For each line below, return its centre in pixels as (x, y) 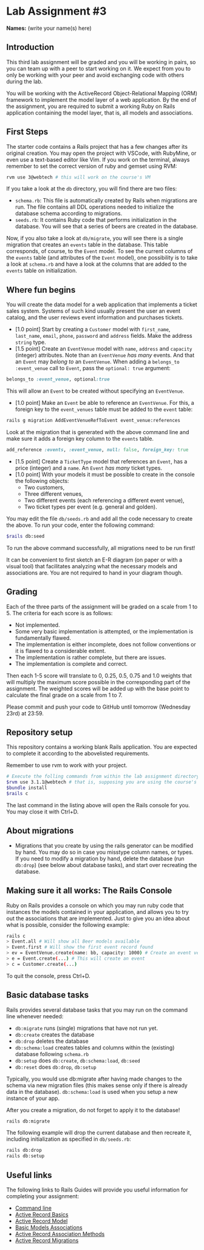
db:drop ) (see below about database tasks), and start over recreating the (106, 865)
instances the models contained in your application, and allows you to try (98, 912)
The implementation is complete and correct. (71, 663)
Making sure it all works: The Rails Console (89, 891)
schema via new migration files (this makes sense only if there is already (97, 1085)
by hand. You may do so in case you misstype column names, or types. (104, 852)
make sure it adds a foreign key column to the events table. (80, 438)
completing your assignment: (43, 1196)
